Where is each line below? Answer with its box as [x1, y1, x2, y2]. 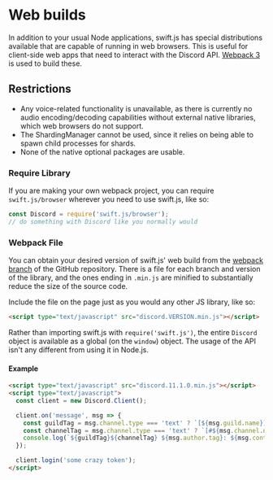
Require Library [8, 167, 71, 178]
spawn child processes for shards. [19, 138, 136, 148]
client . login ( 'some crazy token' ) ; [15, 456, 136, 465]
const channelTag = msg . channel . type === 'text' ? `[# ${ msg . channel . [23, 426, 264, 434]
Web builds [8, 6, 87, 24]
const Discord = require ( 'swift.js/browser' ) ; [8, 210, 169, 219]
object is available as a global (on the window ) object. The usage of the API [8, 336, 257, 346]
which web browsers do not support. [19, 120, 144, 131]
